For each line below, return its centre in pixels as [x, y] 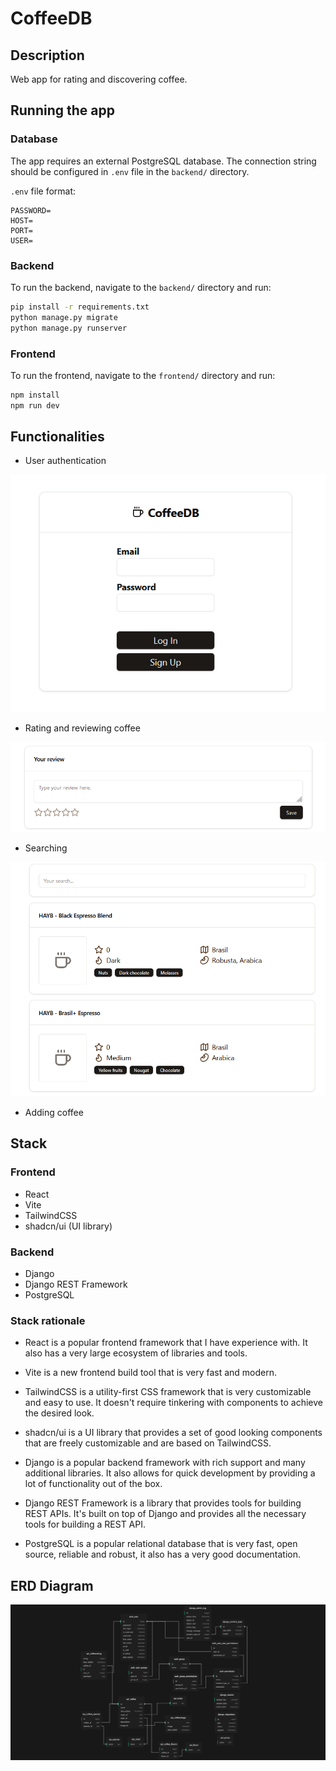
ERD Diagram [52, 1585]
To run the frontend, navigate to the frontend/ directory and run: [143, 375]
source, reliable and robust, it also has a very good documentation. [163, 1554]
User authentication [65, 461]
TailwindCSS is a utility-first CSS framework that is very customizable [168, 1392]
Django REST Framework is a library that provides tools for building [163, 1503]
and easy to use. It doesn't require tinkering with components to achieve [173, 1403]
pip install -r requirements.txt [80, 307]
